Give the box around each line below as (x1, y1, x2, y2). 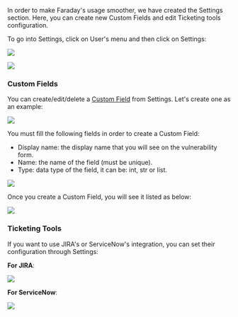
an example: (7, 103, 43, 111)
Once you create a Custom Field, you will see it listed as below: (7, 192, 192, 201)
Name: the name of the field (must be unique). (17, 158, 153, 167)
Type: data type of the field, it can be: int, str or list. (17, 166, 168, 174)
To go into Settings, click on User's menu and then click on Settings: (7, 35, 207, 43)
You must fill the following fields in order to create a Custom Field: (7, 129, 200, 138)
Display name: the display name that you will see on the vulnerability (17, 143, 217, 151)
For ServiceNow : (7, 288, 58, 296)
